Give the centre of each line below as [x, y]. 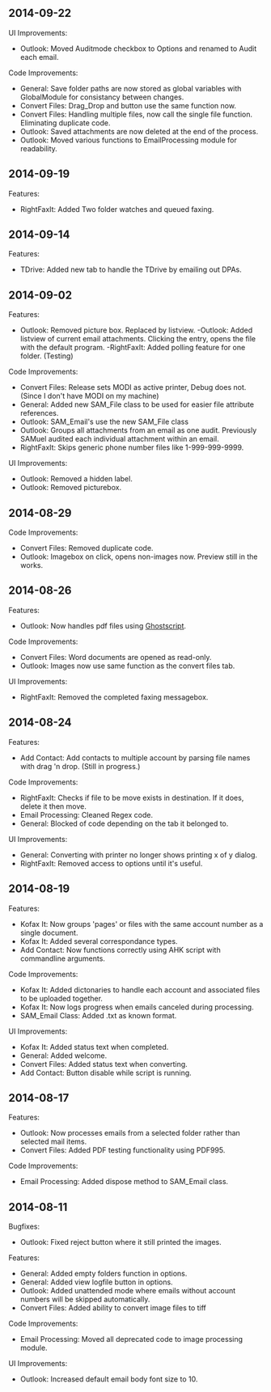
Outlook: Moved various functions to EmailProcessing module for [128, 140]
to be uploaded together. [61, 998]
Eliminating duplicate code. [65, 123]
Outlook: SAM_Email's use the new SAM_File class [104, 422]
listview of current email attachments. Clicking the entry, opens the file [138, 339]
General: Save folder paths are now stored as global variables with [131, 88]
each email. [39, 57]
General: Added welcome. [64, 1056]
